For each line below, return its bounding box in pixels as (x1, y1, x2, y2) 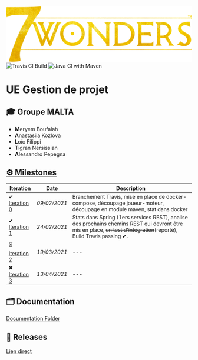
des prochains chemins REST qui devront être (72, 220, 183, 227)
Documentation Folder (6, 315, 61, 322)
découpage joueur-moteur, (97, 199, 164, 206)
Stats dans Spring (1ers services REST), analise (72, 214, 189, 221)
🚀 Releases (6, 332, 48, 342)
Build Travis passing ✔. (72, 233, 128, 240)
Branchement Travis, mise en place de (72, 194, 165, 201)
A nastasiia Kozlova (14, 132, 61, 139)
